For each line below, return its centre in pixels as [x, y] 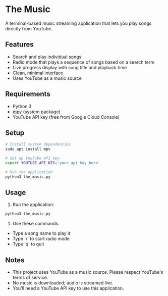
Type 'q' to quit [28, 244]
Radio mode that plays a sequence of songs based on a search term [83, 62]
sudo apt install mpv [28, 149]
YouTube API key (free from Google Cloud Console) [66, 117]
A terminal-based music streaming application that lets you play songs [78, 23]
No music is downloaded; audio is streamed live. [63, 283]
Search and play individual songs [47, 57]
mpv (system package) [36, 112]
